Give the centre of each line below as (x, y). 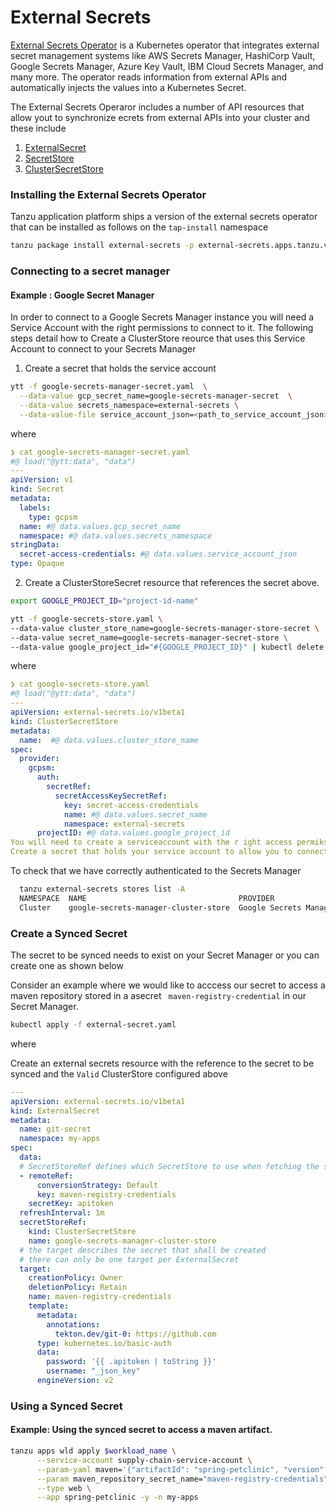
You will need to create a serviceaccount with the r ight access (151, 842)
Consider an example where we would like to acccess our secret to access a (168, 985)
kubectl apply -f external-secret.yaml (93, 1025)
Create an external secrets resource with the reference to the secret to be (162, 1063)
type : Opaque (37, 564)
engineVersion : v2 (75, 1381)
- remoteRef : (46, 1176)
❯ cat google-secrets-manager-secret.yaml (100, 452)
